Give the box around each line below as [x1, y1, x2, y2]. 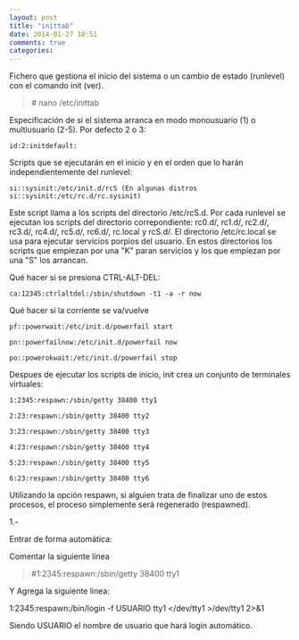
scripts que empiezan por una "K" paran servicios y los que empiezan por [9, 245, 281, 256]
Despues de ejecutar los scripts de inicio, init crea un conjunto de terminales [9, 370, 291, 380]
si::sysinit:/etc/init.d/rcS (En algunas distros [9, 184, 198, 193]
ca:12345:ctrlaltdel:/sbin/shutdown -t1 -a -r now [9, 289, 202, 299]
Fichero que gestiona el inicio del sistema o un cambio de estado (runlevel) [9, 71, 286, 81]
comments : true [9, 37, 66, 47]
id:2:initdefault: [9, 142, 78, 151]
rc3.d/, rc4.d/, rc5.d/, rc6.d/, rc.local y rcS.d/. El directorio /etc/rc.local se [9, 227, 277, 237]
